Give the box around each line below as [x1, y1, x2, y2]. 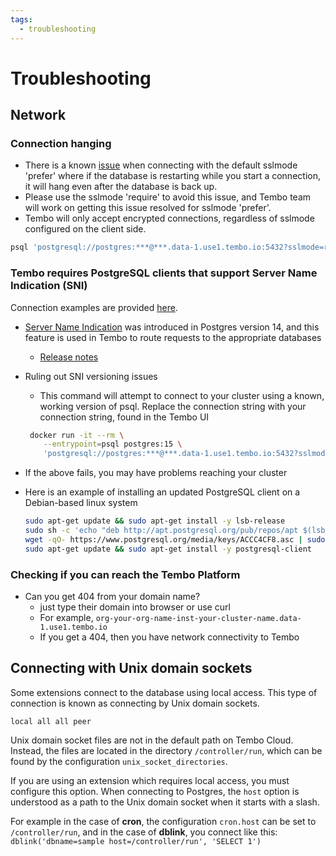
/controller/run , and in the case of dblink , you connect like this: [10, 826, 278, 838]
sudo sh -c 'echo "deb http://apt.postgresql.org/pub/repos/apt [24, 526, 299, 536]
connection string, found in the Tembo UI [39, 411, 210, 423]
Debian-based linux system [24, 497, 138, 509]
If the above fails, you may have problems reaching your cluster [24, 467, 288, 479]
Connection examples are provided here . [10, 301, 178, 313]
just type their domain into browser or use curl [39, 601, 231, 613]
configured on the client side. [24, 223, 147, 235]
